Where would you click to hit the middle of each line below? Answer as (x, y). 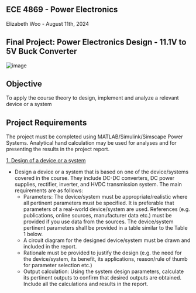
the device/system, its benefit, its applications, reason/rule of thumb (106, 259)
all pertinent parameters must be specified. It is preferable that (99, 203)
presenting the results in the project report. (58, 149)
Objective (24, 84)
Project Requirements (47, 122)
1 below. (33, 234)
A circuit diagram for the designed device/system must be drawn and (107, 240)
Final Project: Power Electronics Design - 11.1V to (96, 42)
